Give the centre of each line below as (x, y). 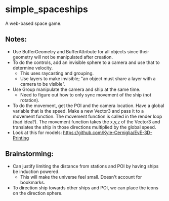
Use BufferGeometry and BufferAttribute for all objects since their (81, 51)
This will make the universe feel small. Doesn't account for (81, 177)
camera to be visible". (43, 84)
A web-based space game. (33, 23)
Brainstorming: (30, 154)
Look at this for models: (37, 132)
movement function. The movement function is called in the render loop (87, 116)
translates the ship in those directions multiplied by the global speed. (84, 127)
